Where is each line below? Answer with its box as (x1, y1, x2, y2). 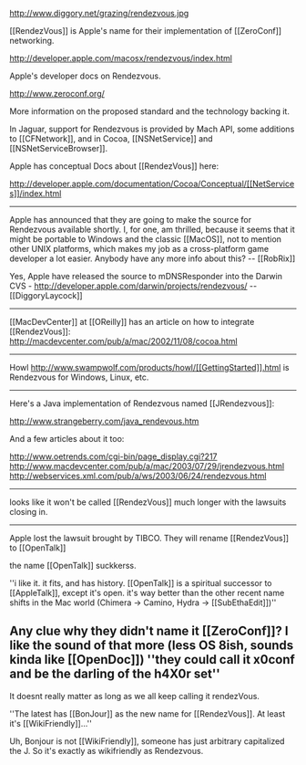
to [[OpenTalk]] (9, 542, 66, 553)
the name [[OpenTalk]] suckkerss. (9, 561, 137, 571)
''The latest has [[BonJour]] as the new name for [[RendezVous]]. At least (9, 707, 286, 719)
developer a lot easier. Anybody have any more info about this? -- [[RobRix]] (9, 253, 296, 264)
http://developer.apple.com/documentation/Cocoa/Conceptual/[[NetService (9, 178, 295, 189)
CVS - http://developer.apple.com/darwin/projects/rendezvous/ (9, 280, 248, 291)
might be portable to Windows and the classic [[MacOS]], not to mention (9, 234, 282, 245)
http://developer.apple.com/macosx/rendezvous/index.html (9, 53, 232, 63)
